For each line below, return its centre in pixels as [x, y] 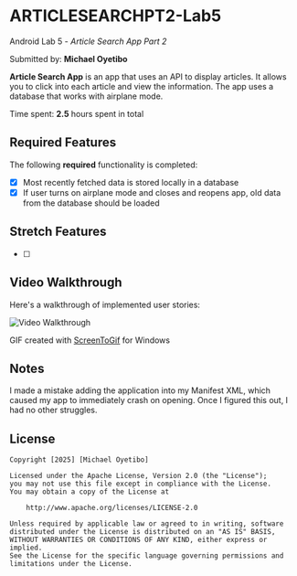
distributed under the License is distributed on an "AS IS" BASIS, [143, 532]
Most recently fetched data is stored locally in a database [131, 182]
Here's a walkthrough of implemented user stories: [105, 304]
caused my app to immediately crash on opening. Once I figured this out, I [149, 400]
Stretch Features [58, 232]
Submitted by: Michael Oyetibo [69, 59]
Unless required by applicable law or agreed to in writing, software [147, 524]
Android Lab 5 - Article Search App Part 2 [88, 41]
